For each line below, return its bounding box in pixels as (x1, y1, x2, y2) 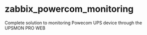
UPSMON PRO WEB (4, 25, 46, 31)
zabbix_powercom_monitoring (4, 3, 134, 15)
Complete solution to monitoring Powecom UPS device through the (4, 20, 143, 26)
